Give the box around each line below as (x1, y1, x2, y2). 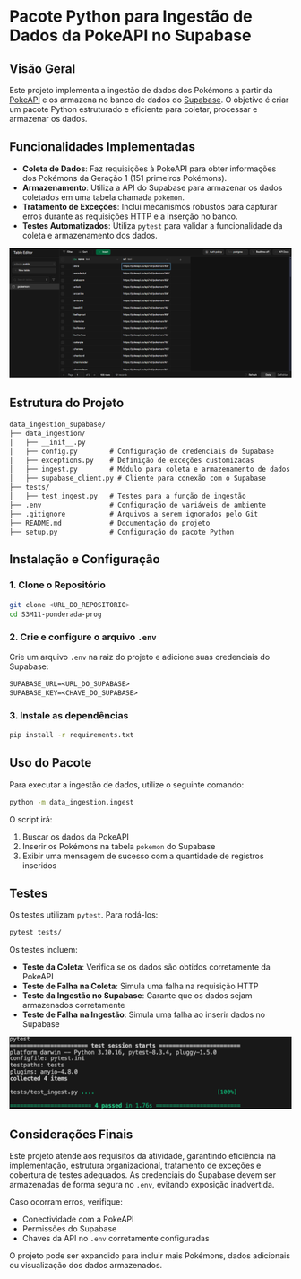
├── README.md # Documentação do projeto (9, 518, 211, 527)
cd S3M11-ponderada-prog (9, 610, 102, 619)
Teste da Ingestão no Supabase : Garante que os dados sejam (21, 990, 253, 1001)
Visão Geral (9, 61, 76, 76)
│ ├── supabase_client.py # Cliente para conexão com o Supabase (9, 474, 267, 483)
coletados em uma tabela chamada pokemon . (21, 191, 185, 203)
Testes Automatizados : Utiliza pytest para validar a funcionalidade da (21, 220, 283, 231)
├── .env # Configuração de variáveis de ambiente (9, 500, 267, 509)
